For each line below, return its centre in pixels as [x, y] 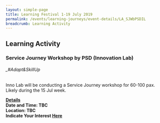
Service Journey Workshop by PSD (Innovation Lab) [70, 58]
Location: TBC [21, 110]
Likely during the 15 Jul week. [36, 90]
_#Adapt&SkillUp [23, 69]
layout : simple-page [27, 10]
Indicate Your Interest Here [34, 116]
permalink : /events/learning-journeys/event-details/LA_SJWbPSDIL [76, 19]
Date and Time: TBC [27, 105]
